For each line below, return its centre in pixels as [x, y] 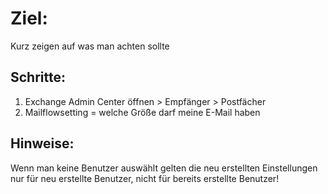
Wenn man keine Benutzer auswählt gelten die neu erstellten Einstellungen [164, 168]
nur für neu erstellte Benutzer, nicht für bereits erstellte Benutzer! [145, 178]
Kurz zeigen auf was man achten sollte [90, 46]
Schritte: [38, 77]
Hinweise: [42, 143]
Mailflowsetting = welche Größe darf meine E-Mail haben [142, 112]
